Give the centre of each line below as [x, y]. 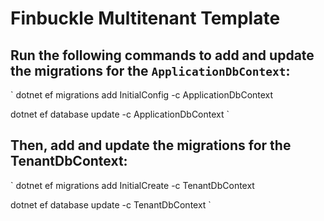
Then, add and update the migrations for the [151, 145]
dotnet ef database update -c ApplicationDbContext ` [120, 114]
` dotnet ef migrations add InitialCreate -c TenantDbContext [132, 185]
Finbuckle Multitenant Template [145, 18]
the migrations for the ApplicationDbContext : [150, 70]
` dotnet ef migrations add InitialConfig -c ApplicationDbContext [142, 95]
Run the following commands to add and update [162, 55]
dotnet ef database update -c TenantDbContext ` [111, 204]
